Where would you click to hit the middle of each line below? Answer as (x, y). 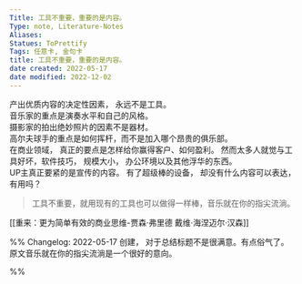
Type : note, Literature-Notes (67, 26)
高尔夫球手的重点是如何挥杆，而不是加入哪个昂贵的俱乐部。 (121, 138)
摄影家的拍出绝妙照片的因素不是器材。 (81, 127)
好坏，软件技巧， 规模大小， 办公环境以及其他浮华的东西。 (127, 161)
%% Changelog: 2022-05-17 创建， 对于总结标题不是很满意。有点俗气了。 (149, 241)
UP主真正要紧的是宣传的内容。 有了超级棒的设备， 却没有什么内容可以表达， (153, 172)
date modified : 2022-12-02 (60, 77)
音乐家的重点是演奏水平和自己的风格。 (81, 116)
